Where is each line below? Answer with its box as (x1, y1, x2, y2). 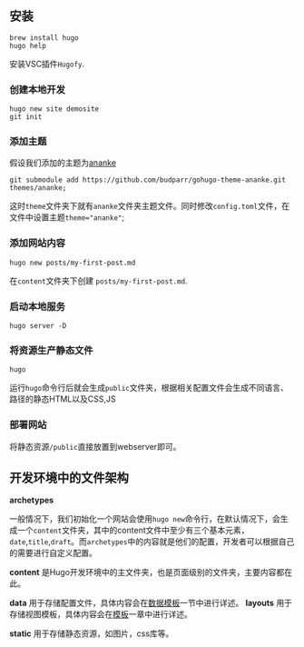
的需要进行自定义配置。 (9, 548, 97, 559)
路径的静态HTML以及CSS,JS (9, 393, 116, 404)
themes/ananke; (9, 184, 67, 193)
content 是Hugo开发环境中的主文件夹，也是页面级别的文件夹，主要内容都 (9, 567, 285, 578)
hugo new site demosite (9, 105, 100, 114)
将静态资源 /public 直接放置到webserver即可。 (9, 441, 181, 452)
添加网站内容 (9, 237, 66, 250)
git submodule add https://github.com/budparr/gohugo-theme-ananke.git (9, 175, 286, 184)
